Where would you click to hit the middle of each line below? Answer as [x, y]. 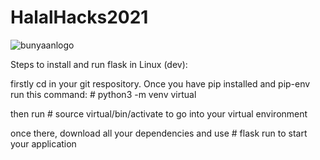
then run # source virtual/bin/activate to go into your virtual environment [159, 113]
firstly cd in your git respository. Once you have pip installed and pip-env [160, 83]
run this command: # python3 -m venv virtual [103, 94]
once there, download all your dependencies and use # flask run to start [159, 133]
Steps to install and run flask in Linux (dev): [99, 64]
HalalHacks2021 [79, 17]
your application [43, 143]
